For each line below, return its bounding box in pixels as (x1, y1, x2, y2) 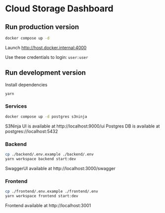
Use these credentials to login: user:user (5, 54, 88, 60)
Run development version (5, 69, 86, 77)
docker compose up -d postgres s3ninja (5, 114, 87, 119)
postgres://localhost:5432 (5, 128, 58, 134)
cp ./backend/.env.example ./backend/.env (5, 152, 94, 157)
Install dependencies (5, 82, 48, 87)
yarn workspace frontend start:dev (5, 193, 79, 198)
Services (5, 103, 27, 110)
